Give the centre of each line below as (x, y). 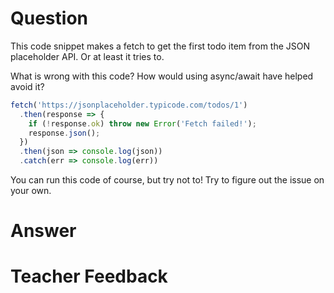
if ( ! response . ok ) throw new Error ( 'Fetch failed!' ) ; (142, 123)
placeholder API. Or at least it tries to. (87, 56)
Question (49, 18)
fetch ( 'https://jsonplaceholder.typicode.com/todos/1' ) (129, 105)
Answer (43, 231)
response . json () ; (64, 133)
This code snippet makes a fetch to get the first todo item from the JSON (160, 46)
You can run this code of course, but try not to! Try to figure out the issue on (167, 180)
